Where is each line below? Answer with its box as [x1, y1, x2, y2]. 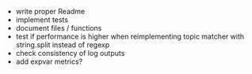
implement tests [15, 15, 69, 24]
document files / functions [15, 24, 102, 32]
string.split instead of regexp [15, 40, 110, 50]
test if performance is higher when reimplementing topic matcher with [15, 31, 245, 41]
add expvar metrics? [15, 57, 83, 66]
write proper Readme [15, 7, 86, 16]
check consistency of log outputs [15, 49, 125, 57]
